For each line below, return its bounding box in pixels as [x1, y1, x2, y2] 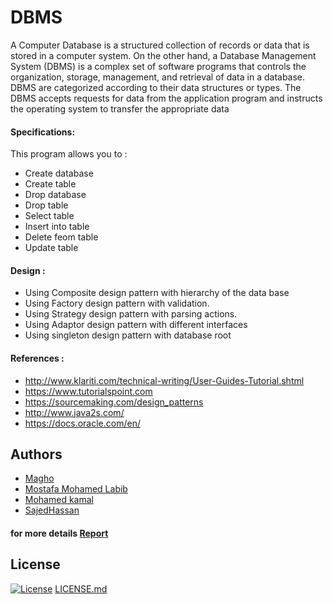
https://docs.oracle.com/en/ [24, 417, 141, 429]
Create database [24, 167, 94, 180]
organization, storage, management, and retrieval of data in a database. [10, 71, 306, 83]
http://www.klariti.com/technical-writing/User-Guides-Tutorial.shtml [24, 374, 305, 386]
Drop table [24, 199, 69, 211]
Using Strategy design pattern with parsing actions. [24, 308, 238, 320]
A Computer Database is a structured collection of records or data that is [10, 39, 310, 51]
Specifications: [10, 126, 76, 138]
